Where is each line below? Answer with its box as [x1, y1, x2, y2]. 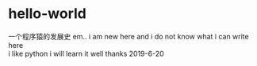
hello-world [8, 5, 87, 23]
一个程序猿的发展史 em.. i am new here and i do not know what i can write [8, 31, 249, 41]
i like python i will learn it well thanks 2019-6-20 [8, 49, 164, 58]
